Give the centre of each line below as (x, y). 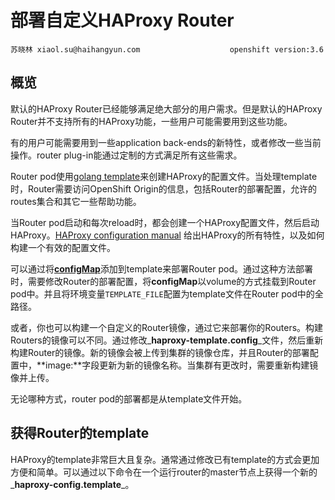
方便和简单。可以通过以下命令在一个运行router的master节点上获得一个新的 (164, 472)
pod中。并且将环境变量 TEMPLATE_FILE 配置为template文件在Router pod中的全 (167, 293)
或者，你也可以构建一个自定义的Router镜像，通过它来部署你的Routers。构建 (167, 327)
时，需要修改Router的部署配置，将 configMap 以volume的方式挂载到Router (163, 281)
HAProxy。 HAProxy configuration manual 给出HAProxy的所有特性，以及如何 (167, 235)
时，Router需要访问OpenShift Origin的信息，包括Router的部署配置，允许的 (164, 188)
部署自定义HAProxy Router (122, 20)
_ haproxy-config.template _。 (72, 484)
